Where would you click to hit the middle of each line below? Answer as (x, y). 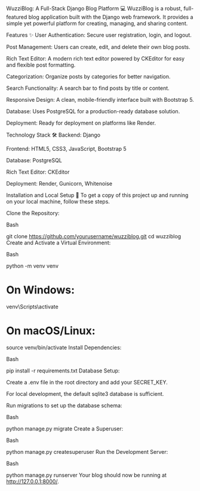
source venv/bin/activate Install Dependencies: (64, 347)
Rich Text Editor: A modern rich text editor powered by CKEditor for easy (96, 58)
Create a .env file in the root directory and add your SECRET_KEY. (87, 382)
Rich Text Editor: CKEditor (38, 172)
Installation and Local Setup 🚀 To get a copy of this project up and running (97, 195)
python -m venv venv (32, 266)
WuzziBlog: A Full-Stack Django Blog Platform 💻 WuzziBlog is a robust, (94, 8)
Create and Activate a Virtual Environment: (59, 243)
